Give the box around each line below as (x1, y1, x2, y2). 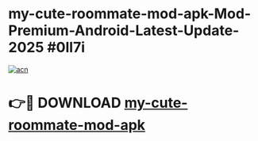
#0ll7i (47, 39, 86, 56)
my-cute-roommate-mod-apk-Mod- (8, 5, 252, 23)
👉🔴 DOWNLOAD (8, 94, 121, 112)
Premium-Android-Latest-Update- (8, 21, 240, 40)
